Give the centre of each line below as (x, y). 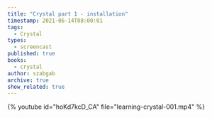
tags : (15, 27)
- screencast (33, 47)
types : (17, 41)
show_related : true (36, 87)
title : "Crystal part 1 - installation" (68, 14)
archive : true (28, 80)
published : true (31, 54)
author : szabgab (31, 73)
